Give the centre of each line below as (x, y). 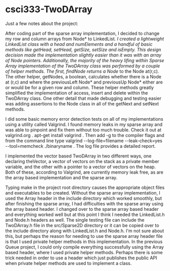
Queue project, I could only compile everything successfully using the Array (84, 247)
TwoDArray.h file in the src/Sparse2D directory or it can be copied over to (82, 225)
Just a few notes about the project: (42, 23)
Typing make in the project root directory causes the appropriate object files (85, 187)
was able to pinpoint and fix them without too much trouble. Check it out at (83, 130)
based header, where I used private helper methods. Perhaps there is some (84, 252)
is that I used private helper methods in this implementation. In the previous (84, 241)
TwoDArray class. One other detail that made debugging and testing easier (83, 98)
